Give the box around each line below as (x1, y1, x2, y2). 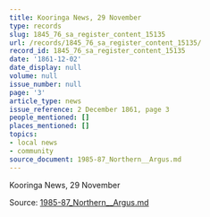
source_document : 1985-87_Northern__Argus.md (9, 154, 181, 164)
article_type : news (9, 96, 82, 106)
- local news (9, 138, 58, 147)
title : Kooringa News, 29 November (9, 13, 142, 22)
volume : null (9, 72, 58, 81)
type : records (9, 22, 63, 30)
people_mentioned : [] (9, 113, 90, 122)
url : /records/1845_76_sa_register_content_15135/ (9, 38, 202, 48)
